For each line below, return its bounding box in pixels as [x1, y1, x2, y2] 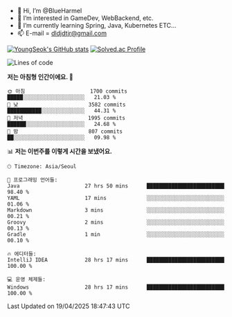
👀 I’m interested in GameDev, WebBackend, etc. [17, 14, 154, 22]
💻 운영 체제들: [7, 276, 46, 283]
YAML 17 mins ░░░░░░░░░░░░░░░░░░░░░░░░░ [7, 194, 225, 201]
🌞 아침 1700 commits [7, 88, 128, 95]
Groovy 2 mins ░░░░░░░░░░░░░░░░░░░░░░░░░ [7, 219, 225, 226]
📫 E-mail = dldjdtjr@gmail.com [17, 29, 107, 37]
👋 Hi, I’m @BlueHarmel [17, 7, 82, 15]
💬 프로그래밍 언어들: [7, 176, 58, 183]
